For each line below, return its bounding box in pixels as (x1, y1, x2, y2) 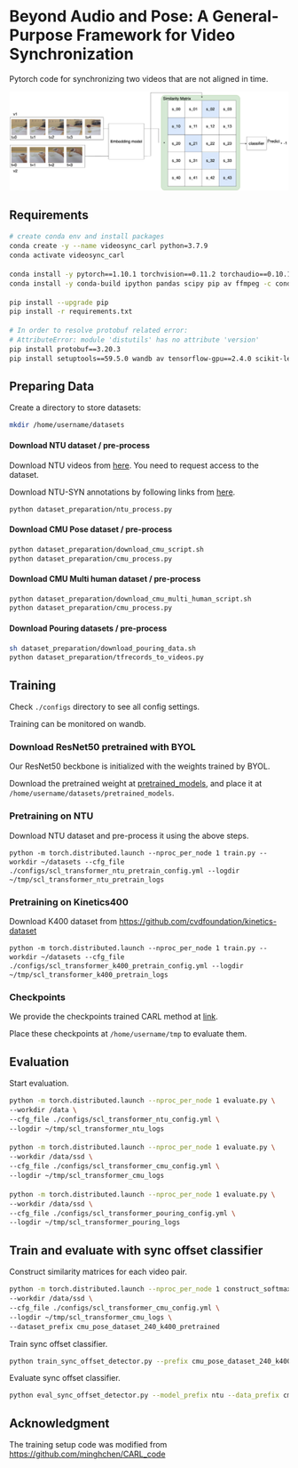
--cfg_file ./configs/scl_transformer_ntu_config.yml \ (9, 1115, 220, 1124)
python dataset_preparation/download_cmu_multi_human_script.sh (9, 594, 252, 603)
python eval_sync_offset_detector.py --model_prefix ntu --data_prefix (9, 1391, 279, 1400)
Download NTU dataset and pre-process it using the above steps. (9, 830, 249, 841)
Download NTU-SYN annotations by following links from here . (9, 487, 236, 497)
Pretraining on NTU (9, 810, 94, 822)
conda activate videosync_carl (9, 251, 125, 260)
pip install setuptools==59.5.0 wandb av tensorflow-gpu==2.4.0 (9, 354, 252, 363)
